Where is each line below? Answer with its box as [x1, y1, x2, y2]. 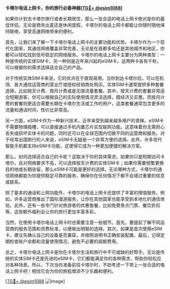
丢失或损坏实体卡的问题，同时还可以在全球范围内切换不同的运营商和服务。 [5, 130, 160, 136]
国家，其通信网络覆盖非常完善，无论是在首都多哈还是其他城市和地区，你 [14, 46, 165, 51]
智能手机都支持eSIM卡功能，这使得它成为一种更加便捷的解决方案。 [5, 143, 145, 149]
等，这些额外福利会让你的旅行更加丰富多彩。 [5, 209, 99, 215]
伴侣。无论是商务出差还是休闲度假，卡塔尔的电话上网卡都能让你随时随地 [9, 22, 160, 28]
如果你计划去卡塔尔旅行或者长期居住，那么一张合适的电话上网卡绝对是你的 [5, 16, 160, 22]
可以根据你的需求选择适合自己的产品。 [5, 64, 85, 70]
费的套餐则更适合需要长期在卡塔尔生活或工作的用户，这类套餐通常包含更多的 [5, 101, 165, 106]
